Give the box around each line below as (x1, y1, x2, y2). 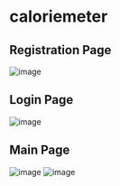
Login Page (9, 92, 74, 107)
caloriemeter (9, 6, 108, 27)
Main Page (9, 143, 70, 158)
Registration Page (9, 42, 112, 58)
